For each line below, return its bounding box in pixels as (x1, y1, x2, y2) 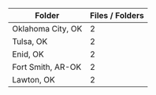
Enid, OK (12, 49, 45, 60)
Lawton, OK (12, 75, 55, 85)
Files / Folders (89, 10, 144, 20)
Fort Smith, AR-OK (12, 62, 82, 72)
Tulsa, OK (12, 36, 48, 46)
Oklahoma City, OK (12, 24, 83, 34)
